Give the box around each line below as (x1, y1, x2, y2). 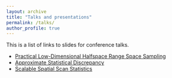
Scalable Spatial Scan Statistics (14, 66, 93, 73)
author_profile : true (6, 25, 60, 31)
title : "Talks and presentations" (6, 14, 93, 20)
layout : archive (6, 8, 47, 15)
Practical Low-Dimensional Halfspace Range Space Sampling (14, 53, 166, 60)
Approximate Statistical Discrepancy (14, 59, 105, 66)
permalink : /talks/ (6, 19, 55, 25)
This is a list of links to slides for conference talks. (6, 41, 130, 48)
